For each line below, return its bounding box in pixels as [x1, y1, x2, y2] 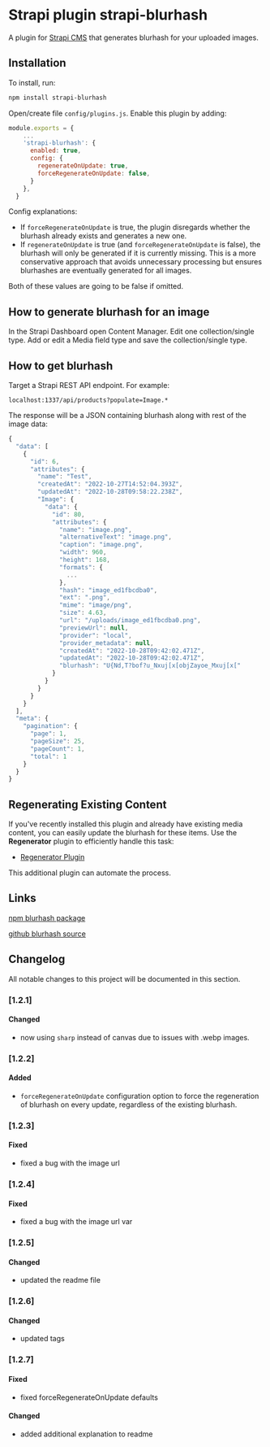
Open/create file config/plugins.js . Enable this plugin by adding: [8, 108, 227, 118]
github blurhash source [8, 929, 87, 939]
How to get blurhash [8, 359, 114, 373]
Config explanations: [8, 207, 78, 216]
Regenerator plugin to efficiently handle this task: [8, 836, 174, 847]
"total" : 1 [29, 752, 67, 761]
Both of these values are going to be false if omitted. [8, 281, 184, 291]
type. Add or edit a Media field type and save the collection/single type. [8, 335, 247, 345]
